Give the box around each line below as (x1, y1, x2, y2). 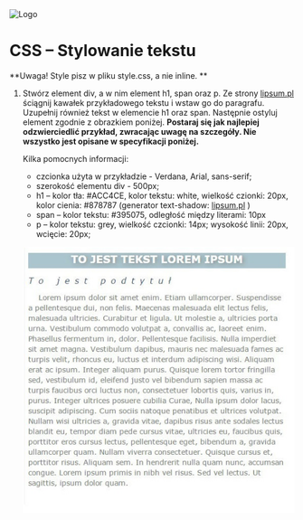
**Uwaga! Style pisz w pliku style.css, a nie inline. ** (9, 70, 208, 80)
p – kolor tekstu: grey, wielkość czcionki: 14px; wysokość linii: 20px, (35, 219, 289, 230)
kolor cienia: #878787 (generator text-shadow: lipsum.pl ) (35, 199, 251, 211)
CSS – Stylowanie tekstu (9, 41, 196, 61)
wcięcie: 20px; (35, 228, 91, 239)
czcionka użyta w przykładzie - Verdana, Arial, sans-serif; (35, 171, 252, 182)
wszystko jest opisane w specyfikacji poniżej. (22, 136, 199, 147)
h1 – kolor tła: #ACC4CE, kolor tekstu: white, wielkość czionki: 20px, (35, 190, 289, 201)
